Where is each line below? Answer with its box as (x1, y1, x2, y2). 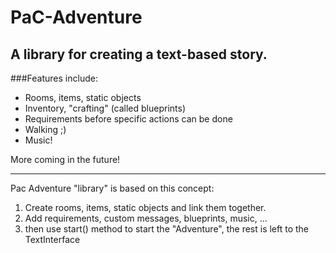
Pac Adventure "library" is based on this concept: (10, 182, 215, 194)
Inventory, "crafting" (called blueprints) (24, 102, 187, 114)
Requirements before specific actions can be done (24, 113, 233, 125)
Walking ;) (24, 124, 67, 135)
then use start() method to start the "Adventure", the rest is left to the (24, 223, 310, 235)
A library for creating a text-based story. (10, 46, 268, 63)
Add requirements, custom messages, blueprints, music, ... (24, 212, 268, 224)
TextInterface (24, 234, 81, 245)
